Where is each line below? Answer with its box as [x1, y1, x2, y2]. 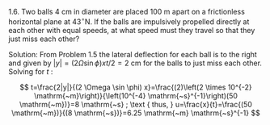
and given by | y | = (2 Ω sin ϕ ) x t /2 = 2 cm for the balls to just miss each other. [8, 58, 263, 68]
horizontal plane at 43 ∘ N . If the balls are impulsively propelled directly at [8, 15, 250, 27]
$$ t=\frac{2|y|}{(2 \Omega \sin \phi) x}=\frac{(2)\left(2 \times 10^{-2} [19, 82, 252, 92]
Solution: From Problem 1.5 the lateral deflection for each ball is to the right [8, 49, 257, 59]
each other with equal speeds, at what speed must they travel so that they [8, 25, 255, 35]
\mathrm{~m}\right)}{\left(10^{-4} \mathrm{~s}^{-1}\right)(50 [33, 90, 238, 100]
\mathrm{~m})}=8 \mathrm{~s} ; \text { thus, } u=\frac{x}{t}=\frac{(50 [19, 99, 253, 109]
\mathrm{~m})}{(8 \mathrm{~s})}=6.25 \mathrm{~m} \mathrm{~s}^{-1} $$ [11, 108, 260, 118]
